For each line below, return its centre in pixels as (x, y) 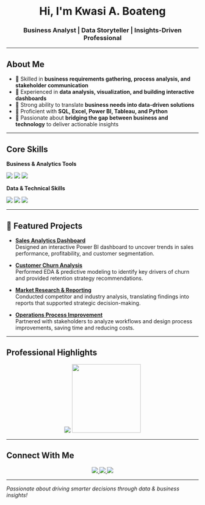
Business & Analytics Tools (41, 164)
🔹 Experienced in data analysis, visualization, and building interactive (105, 92)
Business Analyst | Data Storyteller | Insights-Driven (103, 30)
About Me (25, 64)
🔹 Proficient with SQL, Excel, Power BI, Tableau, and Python (91, 112)
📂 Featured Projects (45, 226)
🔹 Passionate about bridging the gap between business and (92, 118)
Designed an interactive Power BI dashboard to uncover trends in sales (104, 247)
